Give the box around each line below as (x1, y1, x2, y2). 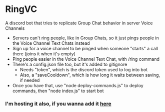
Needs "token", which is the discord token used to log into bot (19, 66, 148, 73)
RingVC (5, 3, 37, 15)
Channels (5, 25, 25, 31)
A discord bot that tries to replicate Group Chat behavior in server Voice (5, 20, 153, 26)
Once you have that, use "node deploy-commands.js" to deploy (12, 82, 143, 88)
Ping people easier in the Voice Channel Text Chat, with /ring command (12, 56, 160, 62)
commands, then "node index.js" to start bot (12, 88, 104, 94)
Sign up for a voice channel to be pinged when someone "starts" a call (12, 45, 158, 51)
